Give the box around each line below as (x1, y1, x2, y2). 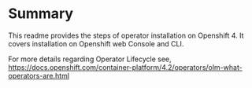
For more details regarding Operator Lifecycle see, (8, 54, 172, 64)
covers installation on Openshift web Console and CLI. (8, 38, 184, 48)
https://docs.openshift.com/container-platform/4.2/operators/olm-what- (8, 62, 243, 71)
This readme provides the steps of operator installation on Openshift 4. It (8, 31, 244, 40)
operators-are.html (8, 71, 69, 80)
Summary (8, 5, 73, 23)
